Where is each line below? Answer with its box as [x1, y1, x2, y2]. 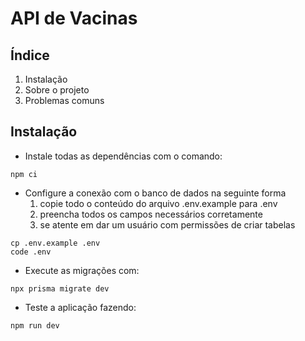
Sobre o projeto [24, 84, 90, 96]
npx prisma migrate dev [10, 283, 110, 294]
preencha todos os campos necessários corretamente [39, 208, 263, 220]
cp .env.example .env [10, 238, 101, 248]
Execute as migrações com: [24, 264, 140, 276]
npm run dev [10, 320, 60, 331]
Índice [10, 47, 50, 64]
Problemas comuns [24, 95, 105, 106]
